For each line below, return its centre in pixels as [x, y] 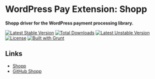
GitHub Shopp [27, 71]
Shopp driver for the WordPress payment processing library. [69, 23]
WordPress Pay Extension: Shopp [76, 9]
